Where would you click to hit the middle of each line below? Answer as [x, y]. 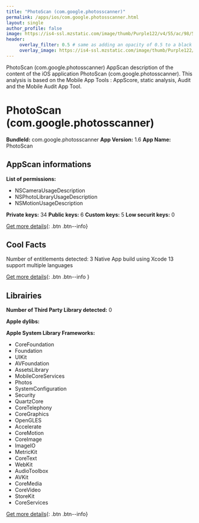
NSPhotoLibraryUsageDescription [56, 196]
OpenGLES [28, 421]
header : [16, 39]
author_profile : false [34, 28]
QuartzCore [29, 402]
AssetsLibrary [32, 370]
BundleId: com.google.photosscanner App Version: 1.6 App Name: [89, 139]
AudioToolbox [31, 471]
